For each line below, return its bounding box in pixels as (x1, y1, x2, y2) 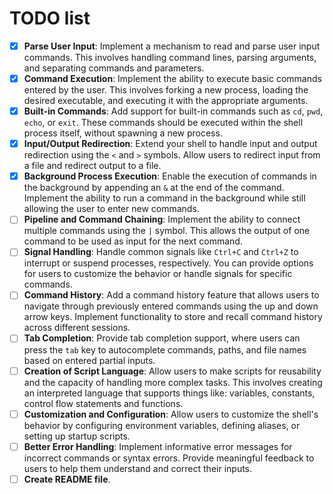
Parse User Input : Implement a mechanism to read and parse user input (23, 40, 321, 52)
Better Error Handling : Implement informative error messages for (23, 440, 293, 452)
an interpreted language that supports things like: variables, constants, (23, 387, 316, 399)
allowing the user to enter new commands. (23, 203, 200, 215)
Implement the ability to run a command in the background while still (23, 192, 306, 204)
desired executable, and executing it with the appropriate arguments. (23, 95, 309, 107)
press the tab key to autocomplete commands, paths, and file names (23, 343, 307, 356)
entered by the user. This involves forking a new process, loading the (23, 84, 309, 96)
